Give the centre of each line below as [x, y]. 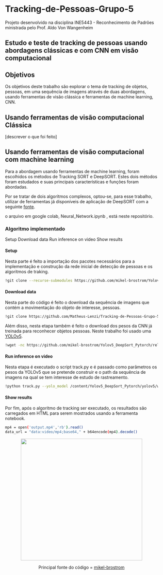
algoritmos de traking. [27, 272]
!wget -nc [15, 345]
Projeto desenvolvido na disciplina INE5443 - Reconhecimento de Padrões [80, 22]
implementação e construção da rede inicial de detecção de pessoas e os [79, 267]
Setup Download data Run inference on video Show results [64, 239]
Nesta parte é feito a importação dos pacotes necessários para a [70, 261]
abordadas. [16, 187]
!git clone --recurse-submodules [39, 281]
